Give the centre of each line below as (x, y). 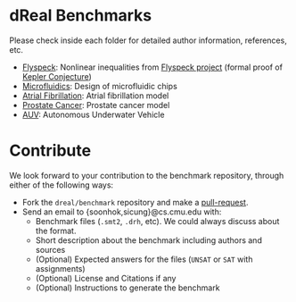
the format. (56, 231)
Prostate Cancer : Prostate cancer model (96, 105)
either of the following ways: (62, 185)
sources (50, 249)
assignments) (61, 268)
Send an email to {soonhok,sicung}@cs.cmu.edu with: (122, 212)
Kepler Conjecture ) (57, 76)
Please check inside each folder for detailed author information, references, (148, 40)
